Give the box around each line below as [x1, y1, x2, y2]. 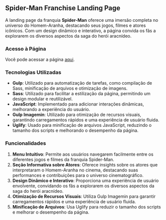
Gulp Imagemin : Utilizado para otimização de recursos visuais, [12, 111, 142, 118]
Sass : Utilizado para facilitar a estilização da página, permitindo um [12, 91, 151, 97]
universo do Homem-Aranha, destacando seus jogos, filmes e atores [5, 22, 146, 28]
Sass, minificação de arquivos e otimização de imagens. [12, 85, 128, 91]
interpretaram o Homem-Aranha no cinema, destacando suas [12, 167, 138, 173]
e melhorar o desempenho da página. [12, 209, 89, 215]
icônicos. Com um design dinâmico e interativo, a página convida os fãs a [5, 27, 156, 34]
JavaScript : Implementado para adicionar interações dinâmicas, [12, 101, 144, 107]
